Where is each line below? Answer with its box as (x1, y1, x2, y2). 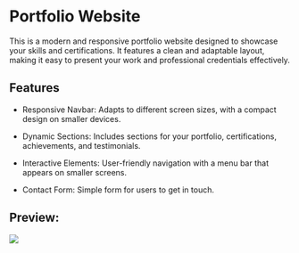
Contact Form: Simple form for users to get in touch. (21, 184, 214, 195)
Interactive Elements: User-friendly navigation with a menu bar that (21, 158, 270, 168)
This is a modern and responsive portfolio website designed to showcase (9, 36, 278, 46)
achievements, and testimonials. (21, 140, 141, 151)
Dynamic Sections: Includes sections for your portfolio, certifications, (21, 131, 278, 142)
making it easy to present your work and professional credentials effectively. (9, 54, 290, 65)
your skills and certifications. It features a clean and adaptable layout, (9, 45, 265, 55)
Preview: (9, 210, 60, 225)
